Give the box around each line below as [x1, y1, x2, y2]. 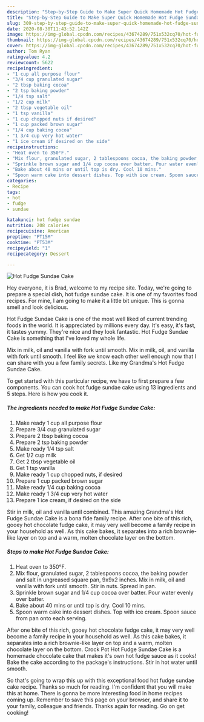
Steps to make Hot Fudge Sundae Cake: [7, 548, 110, 555]
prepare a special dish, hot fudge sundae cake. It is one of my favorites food [7, 291, 197, 298]
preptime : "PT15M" [7, 234, 53, 240]
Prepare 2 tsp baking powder [15, 439, 88, 446]
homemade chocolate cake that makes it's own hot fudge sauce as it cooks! [7, 652, 197, 660]
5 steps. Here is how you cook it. [7, 390, 89, 397]
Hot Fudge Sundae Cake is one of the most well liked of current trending [7, 316, 187, 323]
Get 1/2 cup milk [15, 452, 56, 459]
